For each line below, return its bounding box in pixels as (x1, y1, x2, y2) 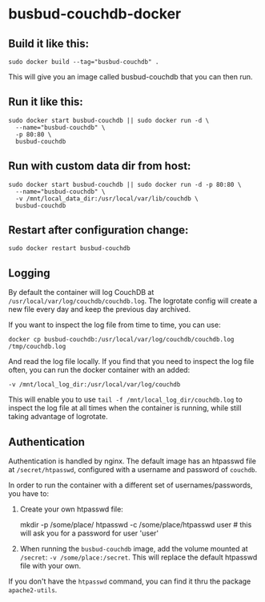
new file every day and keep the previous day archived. (8, 305, 191, 314)
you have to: (8, 489, 50, 499)
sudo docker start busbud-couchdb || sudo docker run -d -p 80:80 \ (8, 180, 242, 188)
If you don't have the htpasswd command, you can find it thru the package (8, 576, 251, 586)
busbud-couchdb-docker (8, 5, 182, 23)
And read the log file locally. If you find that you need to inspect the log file (8, 357, 255, 366)
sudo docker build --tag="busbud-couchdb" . (8, 58, 159, 66)
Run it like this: (8, 95, 84, 109)
